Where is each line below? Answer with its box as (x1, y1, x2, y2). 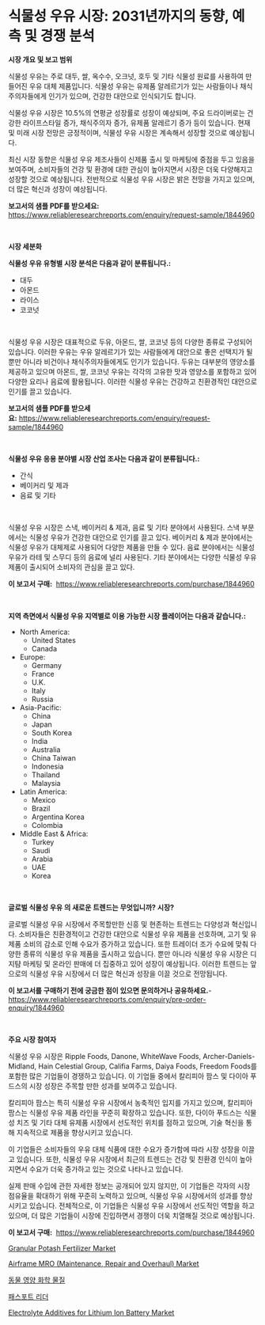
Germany (31, 660, 62, 670)
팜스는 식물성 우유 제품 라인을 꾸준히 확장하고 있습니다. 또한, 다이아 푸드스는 (8, 1107, 243, 1117)
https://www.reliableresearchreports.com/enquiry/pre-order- (8, 994, 206, 1004)
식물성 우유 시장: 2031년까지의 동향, (8, 7, 229, 25)
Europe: (19, 652, 46, 662)
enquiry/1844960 (8, 1003, 65, 1012)
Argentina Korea (31, 812, 85, 822)
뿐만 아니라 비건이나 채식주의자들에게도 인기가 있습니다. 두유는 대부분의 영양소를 (8, 357, 256, 366)
